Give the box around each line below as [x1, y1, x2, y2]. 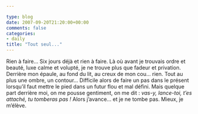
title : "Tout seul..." [6, 42, 62, 47]
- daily [6, 36, 26, 42]
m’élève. [6, 102, 27, 109]
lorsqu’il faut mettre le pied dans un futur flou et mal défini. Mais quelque [6, 83, 185, 90]
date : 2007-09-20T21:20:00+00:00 [6, 19, 89, 26]
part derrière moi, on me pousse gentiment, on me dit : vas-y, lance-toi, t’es [6, 90, 192, 96]
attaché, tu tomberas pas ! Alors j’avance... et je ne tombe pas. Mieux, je [6, 96, 184, 103]
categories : [6, 30, 36, 36]
